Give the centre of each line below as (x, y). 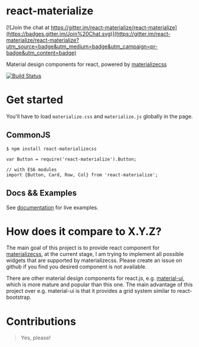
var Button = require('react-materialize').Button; (71, 159)
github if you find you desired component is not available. (76, 267)
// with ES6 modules (32, 170)
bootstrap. (19, 297)
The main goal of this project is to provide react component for (83, 248)
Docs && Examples (42, 193)
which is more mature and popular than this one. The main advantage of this (99, 285)
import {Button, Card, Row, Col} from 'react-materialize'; (82, 175)
